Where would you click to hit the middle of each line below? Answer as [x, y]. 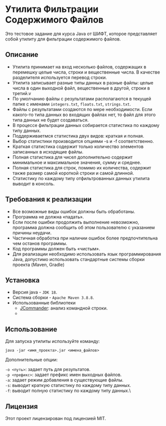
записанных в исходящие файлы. [48, 151]
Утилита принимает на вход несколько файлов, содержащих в [79, 66]
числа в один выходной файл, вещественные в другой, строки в [81, 88]
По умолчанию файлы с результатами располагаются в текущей [82, 98]
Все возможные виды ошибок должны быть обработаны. [74, 211]
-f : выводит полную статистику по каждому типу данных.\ [68, 390]
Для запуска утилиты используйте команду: [52, 341]
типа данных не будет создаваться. [50, 120]
